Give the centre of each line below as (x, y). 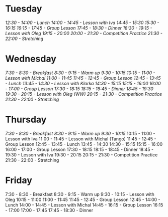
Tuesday (24, 9)
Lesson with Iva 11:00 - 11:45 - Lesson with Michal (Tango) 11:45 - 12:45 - (81, 139)
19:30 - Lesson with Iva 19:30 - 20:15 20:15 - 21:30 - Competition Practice (81, 155)
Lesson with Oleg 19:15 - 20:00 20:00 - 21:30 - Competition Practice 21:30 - (84, 33)
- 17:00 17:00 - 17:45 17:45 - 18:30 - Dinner (49, 210)
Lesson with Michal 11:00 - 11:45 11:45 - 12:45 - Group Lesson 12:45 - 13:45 (83, 78)
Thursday (26, 120)
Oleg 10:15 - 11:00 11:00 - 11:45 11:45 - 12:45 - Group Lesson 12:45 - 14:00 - (83, 199)
